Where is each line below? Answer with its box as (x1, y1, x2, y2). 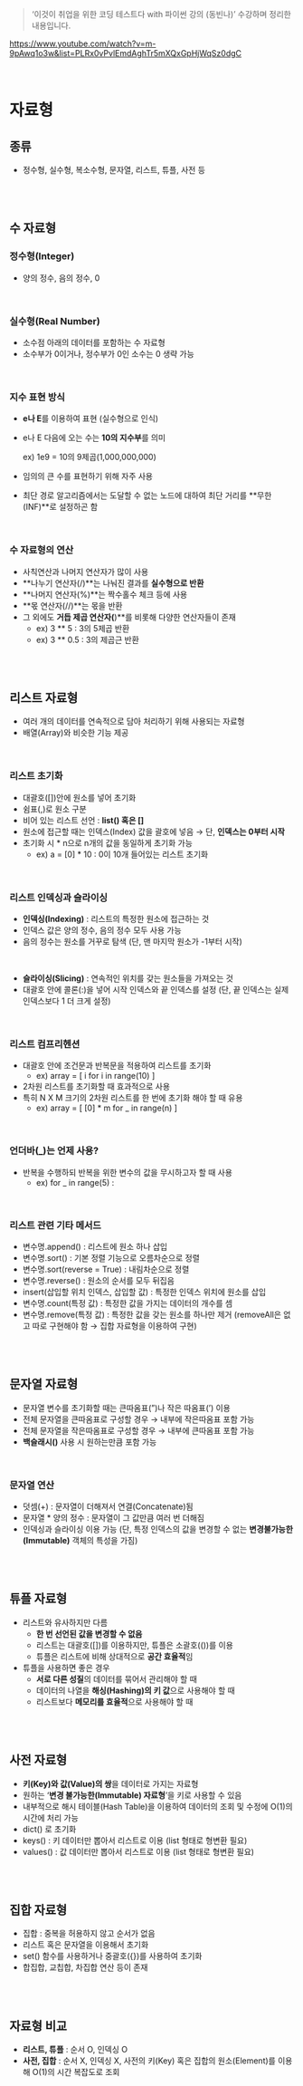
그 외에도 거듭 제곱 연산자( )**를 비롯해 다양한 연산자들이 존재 (22, 611, 237, 622)
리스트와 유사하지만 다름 (22, 1617, 109, 1628)
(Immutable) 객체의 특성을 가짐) (22, 1534, 138, 1545)
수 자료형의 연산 (9, 543, 74, 556)
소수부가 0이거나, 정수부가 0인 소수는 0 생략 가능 (22, 348, 194, 359)
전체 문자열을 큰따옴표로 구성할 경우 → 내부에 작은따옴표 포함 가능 (22, 1413, 255, 1425)
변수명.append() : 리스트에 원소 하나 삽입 (22, 1241, 168, 1252)
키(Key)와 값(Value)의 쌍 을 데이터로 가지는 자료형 (22, 1778, 199, 1789)
